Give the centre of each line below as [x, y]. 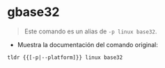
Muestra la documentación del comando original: [88, 44]
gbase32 [33, 12]
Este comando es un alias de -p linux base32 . [91, 31]
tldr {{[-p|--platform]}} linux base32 [65, 57]
